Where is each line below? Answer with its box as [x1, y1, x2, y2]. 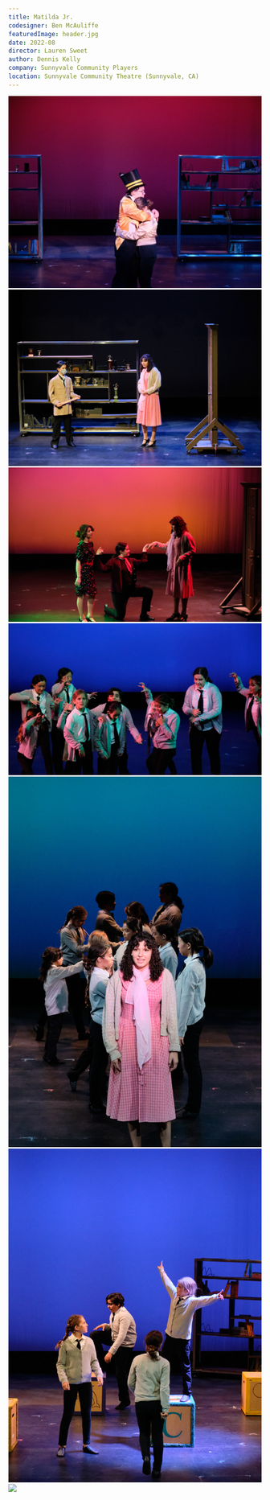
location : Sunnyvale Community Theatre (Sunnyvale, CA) [8, 72, 199, 80]
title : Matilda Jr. [8, 13, 74, 21]
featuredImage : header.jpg [8, 30, 99, 38]
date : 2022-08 [8, 39, 56, 47]
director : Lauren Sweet [8, 47, 88, 55]
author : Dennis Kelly [8, 55, 81, 64]
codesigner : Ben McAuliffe [8, 21, 99, 30]
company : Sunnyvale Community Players [8, 64, 138, 72]
